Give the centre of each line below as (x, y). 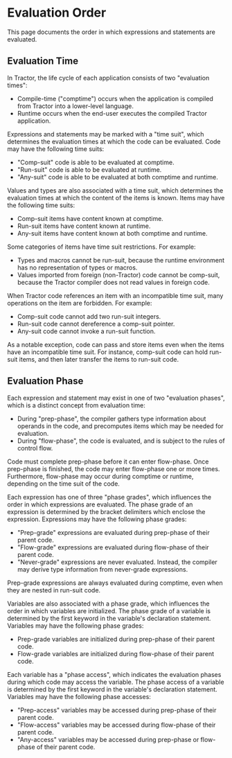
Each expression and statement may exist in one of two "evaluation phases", (116, 398)
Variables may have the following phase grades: (75, 626)
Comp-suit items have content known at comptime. (90, 218)
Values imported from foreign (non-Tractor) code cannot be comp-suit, (118, 274)
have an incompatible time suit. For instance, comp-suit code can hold (107, 352)
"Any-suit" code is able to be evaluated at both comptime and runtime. (117, 177)
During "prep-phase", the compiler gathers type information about (111, 418)
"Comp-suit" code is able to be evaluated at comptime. (96, 162)
